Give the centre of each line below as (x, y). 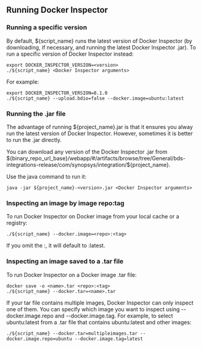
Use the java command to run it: (46, 176)
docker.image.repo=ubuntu (39, 339)
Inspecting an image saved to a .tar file (65, 261)
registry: (17, 223)
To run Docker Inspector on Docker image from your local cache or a (93, 217)
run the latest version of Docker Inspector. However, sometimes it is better (100, 133)
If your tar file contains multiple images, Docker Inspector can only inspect (100, 303)
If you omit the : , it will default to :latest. (56, 246)
